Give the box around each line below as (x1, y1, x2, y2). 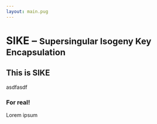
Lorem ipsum (6, 111, 38, 118)
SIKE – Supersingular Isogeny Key (6, 33, 152, 47)
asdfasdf (6, 83, 28, 91)
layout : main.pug (6, 8, 49, 15)
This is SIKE (6, 68, 50, 78)
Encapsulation (6, 46, 66, 58)
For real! (6, 98, 30, 106)
